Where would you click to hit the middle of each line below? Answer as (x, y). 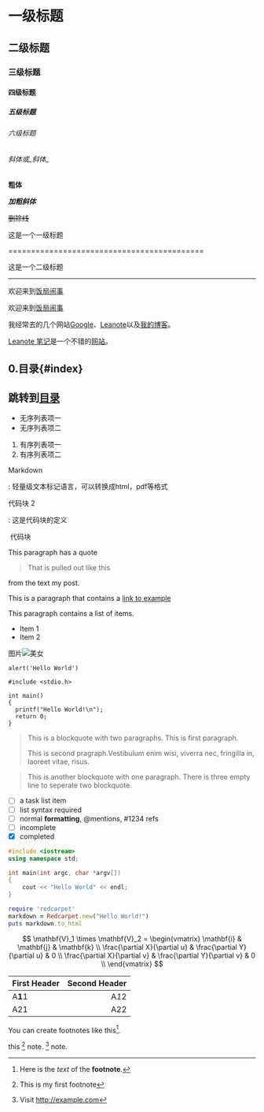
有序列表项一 (40, 445)
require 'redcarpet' (42, 909)
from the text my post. (44, 583)
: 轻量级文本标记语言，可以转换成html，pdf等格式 (88, 487)
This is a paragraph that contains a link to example (90, 599)
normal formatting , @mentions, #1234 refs (89, 818)
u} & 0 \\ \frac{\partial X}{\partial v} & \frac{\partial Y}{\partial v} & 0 (146, 955)
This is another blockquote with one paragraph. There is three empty (139, 777)
